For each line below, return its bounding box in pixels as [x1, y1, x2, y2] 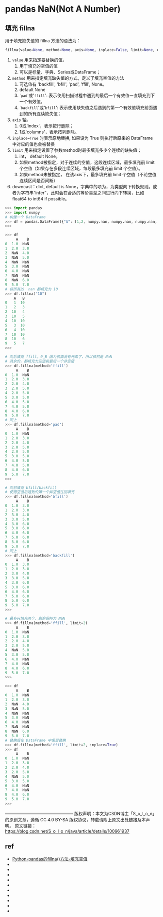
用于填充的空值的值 [19, 63, 58, 69]
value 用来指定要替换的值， [12, 57, 67, 63]
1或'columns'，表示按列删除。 [19, 129, 79, 135]
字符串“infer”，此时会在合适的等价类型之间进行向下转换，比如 [20, 190, 145, 196]
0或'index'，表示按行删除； [19, 123, 74, 128]
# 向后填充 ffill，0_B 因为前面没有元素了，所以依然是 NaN [5, 354, 113, 359]
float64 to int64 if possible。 [12, 196, 69, 201]
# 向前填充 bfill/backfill [5, 485, 57, 490]
